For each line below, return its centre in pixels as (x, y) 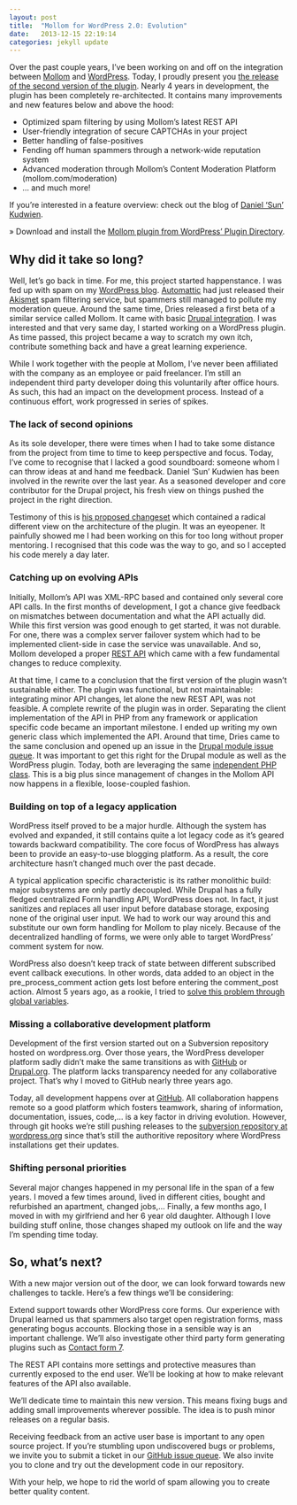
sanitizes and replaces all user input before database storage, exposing (139, 908)
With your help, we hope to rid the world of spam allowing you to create (140, 1482)
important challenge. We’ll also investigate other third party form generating (147, 1339)
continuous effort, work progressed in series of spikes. (109, 401)
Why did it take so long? (76, 259)
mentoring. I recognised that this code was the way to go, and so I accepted (148, 545)
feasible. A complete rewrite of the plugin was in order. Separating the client (148, 708)
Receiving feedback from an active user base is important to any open (137, 1437)
